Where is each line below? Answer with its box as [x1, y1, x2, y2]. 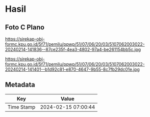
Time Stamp [7, 103, 36, 110]
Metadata [5, 81, 35, 89]
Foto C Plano [5, 23, 45, 31]
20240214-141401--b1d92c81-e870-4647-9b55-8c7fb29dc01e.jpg [5, 66, 140, 72]
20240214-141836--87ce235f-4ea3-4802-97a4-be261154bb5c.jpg [5, 47, 141, 52]
